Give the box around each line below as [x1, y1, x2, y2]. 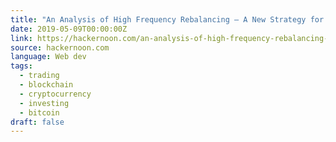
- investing [19, 98, 70, 108]
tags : [10, 61, 33, 71]
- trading [19, 71, 60, 81]
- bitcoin [19, 107, 60, 118]
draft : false [10, 117, 65, 127]
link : [10, 33, 33, 43]
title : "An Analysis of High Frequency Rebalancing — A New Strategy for [10, 14, 325, 25]
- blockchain [19, 80, 74, 90]
